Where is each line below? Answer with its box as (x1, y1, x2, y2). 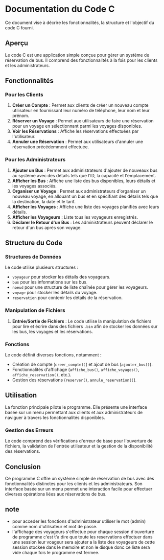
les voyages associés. (12, 183, 57, 189)
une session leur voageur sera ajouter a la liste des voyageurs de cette (12, 539, 155, 545)
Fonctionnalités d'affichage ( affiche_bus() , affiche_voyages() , (12, 367, 140, 373)
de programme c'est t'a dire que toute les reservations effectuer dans (12, 534, 153, 539)
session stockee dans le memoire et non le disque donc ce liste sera (12, 544, 150, 550)
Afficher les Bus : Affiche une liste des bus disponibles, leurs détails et (12, 178, 156, 184)
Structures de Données (5, 254, 62, 260)
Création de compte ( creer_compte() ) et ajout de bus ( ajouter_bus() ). (12, 361, 153, 368)
